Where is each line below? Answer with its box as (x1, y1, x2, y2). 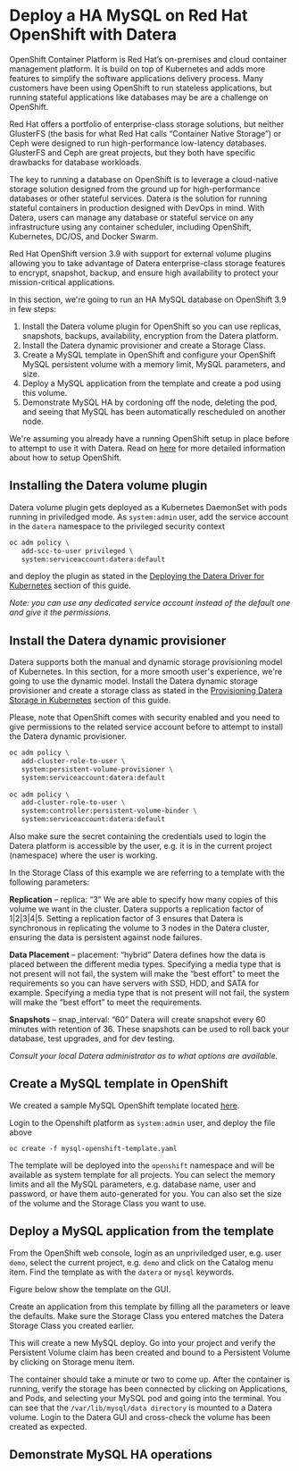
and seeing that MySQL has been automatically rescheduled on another (21, 406, 287, 416)
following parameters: (9, 877, 90, 887)
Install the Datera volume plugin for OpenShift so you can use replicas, (21, 321, 282, 332)
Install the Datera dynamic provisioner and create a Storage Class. (21, 340, 266, 350)
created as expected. (9, 1421, 87, 1432)
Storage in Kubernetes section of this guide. (9, 694, 171, 706)
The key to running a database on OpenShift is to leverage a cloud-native (9, 173, 278, 184)
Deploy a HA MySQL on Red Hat (9, 5, 248, 26)
